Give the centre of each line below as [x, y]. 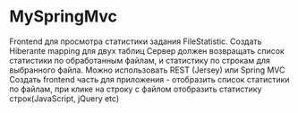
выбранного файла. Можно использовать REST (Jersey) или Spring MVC [147, 70]
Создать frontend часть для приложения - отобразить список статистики [149, 79]
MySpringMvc [64, 17]
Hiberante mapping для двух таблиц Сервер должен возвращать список [147, 50]
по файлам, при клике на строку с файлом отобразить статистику [136, 89]
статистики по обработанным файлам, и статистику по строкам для [140, 60]
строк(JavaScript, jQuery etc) [64, 98]
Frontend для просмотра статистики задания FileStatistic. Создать [136, 41]
